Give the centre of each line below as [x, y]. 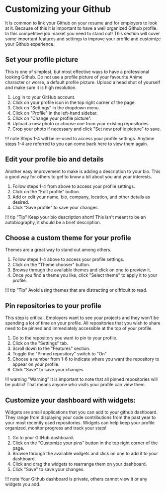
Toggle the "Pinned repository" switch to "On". [60, 354]
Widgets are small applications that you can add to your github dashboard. [82, 412]
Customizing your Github [58, 9]
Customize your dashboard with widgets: [70, 400]
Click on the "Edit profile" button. [46, 191]
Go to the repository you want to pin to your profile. [65, 338]
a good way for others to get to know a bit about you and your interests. [79, 176]
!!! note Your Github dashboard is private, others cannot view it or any [76, 479]
